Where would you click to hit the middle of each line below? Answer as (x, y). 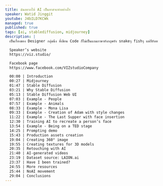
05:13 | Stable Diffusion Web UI (43, 94)
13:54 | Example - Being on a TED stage (51, 126)
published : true (21, 28)
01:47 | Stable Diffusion (36, 85)
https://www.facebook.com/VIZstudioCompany (54, 68)
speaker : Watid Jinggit (29, 14)
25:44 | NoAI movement (32, 171)
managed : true (19, 23)
